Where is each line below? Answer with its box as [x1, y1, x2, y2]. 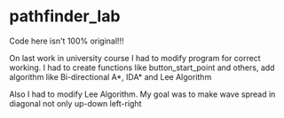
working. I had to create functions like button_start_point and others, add [9, 62, 275, 73]
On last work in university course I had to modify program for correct [9, 52, 261, 63]
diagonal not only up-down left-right [9, 98, 142, 108]
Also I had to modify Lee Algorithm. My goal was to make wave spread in [9, 89, 276, 99]
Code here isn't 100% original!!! [9, 35, 124, 46]
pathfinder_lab [9, 6, 121, 27]
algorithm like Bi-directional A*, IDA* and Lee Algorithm [9, 71, 212, 82]
